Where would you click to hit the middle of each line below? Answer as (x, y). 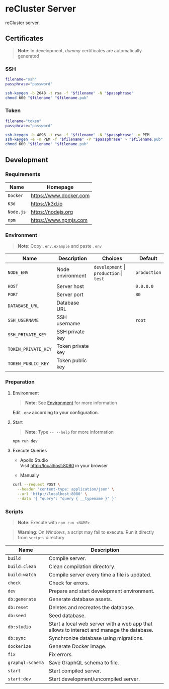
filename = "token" (23, 121)
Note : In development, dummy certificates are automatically (80, 50)
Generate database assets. (80, 600)
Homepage (60, 187)
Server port (70, 294)
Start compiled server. (75, 671)
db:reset (18, 608)
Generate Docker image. (77, 646)
